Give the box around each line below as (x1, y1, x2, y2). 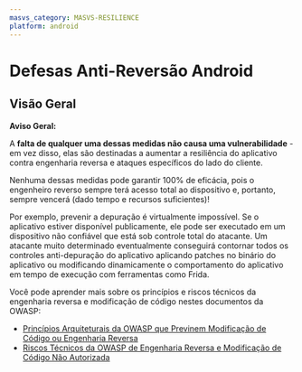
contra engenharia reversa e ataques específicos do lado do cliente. (9, 157, 264, 168)
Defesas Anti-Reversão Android (9, 60, 254, 81)
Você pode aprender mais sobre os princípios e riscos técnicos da (9, 286, 257, 297)
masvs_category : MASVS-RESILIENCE (9, 13, 140, 23)
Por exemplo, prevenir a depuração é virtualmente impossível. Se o (9, 211, 260, 222)
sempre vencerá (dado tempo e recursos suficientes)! (9, 193, 210, 204)
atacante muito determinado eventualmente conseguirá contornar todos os (9, 240, 289, 251)
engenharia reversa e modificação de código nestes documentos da (9, 295, 264, 307)
